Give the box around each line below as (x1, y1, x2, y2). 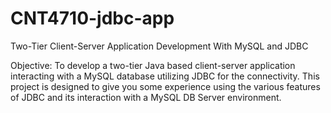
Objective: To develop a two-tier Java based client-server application (10, 59, 296, 71)
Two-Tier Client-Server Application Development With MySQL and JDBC (10, 40, 309, 52)
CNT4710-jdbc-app (10, 7, 175, 30)
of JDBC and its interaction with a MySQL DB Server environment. (10, 91, 282, 103)
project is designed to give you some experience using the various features (10, 80, 321, 92)
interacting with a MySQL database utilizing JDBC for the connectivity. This (10, 70, 320, 82)
